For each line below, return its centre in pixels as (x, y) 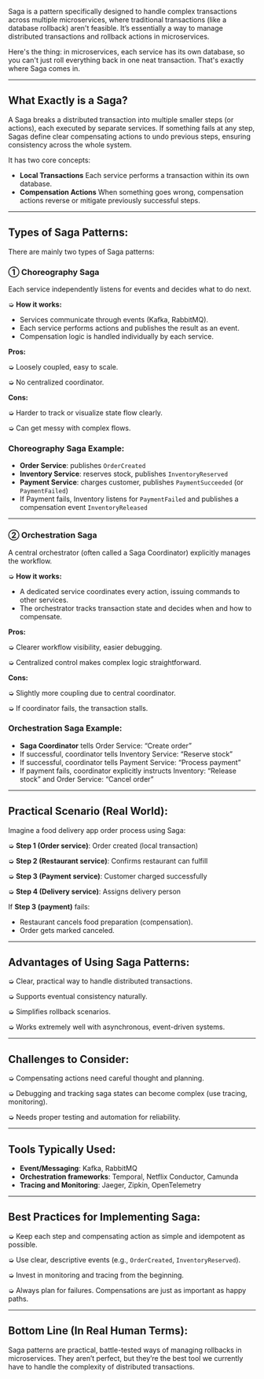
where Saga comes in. (44, 69)
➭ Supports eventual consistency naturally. (78, 997)
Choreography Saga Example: (66, 448)
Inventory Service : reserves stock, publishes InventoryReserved (124, 474)
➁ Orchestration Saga (53, 535)
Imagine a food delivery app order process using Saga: (97, 830)
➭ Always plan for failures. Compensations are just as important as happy (127, 1290)
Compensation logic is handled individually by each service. (117, 336)
